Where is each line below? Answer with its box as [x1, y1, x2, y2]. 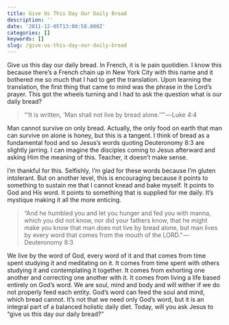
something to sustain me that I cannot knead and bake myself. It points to [7, 181, 215, 189]
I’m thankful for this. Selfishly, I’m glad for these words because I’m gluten [7, 166, 216, 175]
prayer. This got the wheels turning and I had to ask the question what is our [7, 90, 223, 98]
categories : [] [7, 29, 51, 36]
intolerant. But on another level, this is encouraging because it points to [7, 174, 208, 182]
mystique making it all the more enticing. [7, 196, 122, 203]
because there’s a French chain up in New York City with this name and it [7, 68, 214, 76]
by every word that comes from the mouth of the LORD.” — [23, 231, 190, 239]
